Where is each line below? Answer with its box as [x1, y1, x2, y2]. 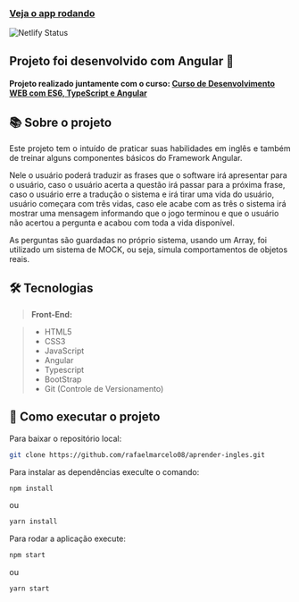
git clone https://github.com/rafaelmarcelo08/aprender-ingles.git [9, 450, 266, 459]
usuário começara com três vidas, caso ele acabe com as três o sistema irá [9, 199, 287, 209]
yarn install [9, 517, 58, 526]
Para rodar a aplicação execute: [9, 533, 127, 544]
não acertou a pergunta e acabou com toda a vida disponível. [9, 217, 235, 228]
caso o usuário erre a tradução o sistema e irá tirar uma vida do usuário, [9, 189, 275, 199]
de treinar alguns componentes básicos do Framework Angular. [9, 153, 243, 164]
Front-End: [30, 309, 73, 319]
